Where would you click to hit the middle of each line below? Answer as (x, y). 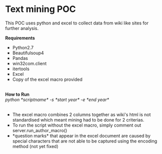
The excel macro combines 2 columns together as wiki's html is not (81, 114)
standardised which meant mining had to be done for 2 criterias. (78, 120)
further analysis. (22, 28)
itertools (21, 69)
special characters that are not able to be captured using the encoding (85, 141)
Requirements (20, 38)
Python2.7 (23, 47)
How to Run (17, 94)
